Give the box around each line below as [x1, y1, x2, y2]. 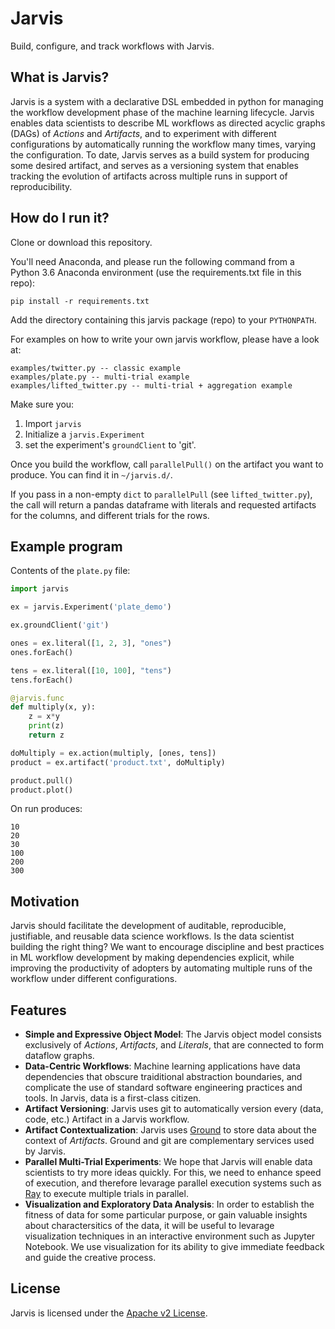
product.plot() [10, 785, 74, 795]
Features [10, 1002, 67, 1019]
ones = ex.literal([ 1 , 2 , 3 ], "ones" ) [10, 638, 172, 648]
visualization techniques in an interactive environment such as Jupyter [24, 1230, 316, 1242]
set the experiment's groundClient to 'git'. [24, 438, 197, 451]
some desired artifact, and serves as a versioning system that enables [10, 159, 299, 171]
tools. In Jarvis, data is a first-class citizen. [24, 1092, 202, 1104]
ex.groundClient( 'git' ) [10, 620, 110, 631]
